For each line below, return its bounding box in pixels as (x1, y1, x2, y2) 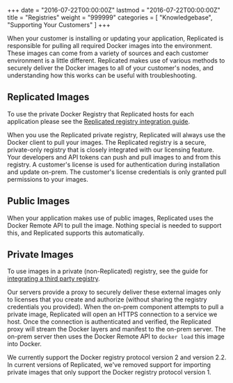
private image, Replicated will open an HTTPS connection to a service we (7, 310, 218, 319)
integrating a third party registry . (7, 274, 101, 283)
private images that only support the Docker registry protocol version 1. (7, 368, 211, 377)
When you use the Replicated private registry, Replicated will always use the (7, 130, 226, 139)
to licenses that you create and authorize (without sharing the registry (7, 295, 207, 304)
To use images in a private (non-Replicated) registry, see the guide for (7, 267, 209, 276)
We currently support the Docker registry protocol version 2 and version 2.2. (7, 353, 227, 361)
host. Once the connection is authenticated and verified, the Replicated (7, 318, 211, 326)
